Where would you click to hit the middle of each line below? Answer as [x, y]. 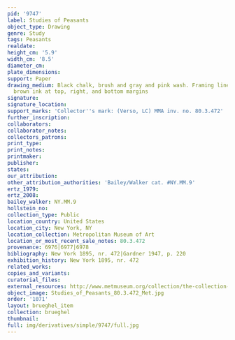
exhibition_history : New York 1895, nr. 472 [73, 260]
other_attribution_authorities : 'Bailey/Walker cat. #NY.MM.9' [101, 182]
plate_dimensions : [34, 72]
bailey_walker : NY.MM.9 [42, 202]
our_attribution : [33, 176]
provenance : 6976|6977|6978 [48, 247]
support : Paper [29, 79]
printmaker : [24, 157]
